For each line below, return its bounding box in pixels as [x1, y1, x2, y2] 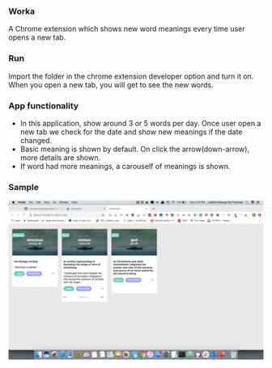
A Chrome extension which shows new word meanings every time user [8, 24, 245, 34]
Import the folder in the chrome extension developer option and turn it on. [8, 71, 254, 81]
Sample [8, 181, 39, 192]
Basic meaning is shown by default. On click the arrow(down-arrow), [19, 144, 249, 154]
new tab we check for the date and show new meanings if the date [19, 127, 243, 137]
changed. [19, 135, 53, 145]
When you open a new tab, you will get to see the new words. [8, 79, 215, 90]
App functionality [8, 99, 79, 111]
